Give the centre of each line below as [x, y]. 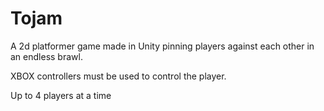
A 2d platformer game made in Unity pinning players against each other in [162, 46]
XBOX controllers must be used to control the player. [118, 76]
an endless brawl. [46, 56]
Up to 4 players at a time [61, 95]
